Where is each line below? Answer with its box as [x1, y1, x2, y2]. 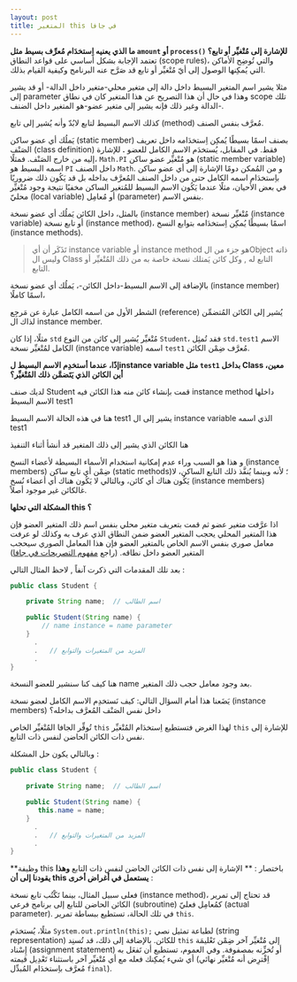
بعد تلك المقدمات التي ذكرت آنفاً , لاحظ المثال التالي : [10, 564, 185, 575]
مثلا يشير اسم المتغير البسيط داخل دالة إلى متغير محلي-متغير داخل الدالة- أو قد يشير [10, 81, 288, 92]
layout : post [10, 12, 58, 22]
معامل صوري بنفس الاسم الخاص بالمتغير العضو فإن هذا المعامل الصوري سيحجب [10, 537, 275, 549]
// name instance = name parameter [42, 621, 173, 631]
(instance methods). [10, 226, 83, 237]
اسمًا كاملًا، [10, 289, 46, 300]
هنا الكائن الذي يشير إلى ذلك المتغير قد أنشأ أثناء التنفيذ [10, 439, 189, 449]
